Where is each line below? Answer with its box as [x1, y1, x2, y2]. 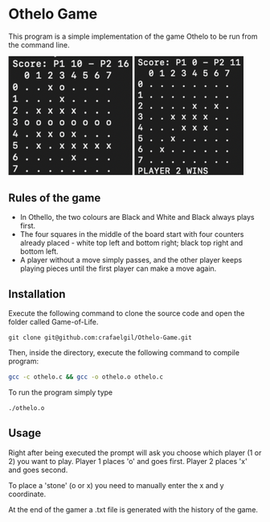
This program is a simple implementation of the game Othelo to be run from [8, 31, 258, 41]
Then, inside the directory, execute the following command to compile [8, 348, 239, 358]
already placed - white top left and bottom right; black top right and [19, 238, 243, 248]
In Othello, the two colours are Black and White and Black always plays [19, 213, 255, 222]
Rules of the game [8, 191, 101, 205]
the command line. [8, 39, 70, 49]
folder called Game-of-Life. [8, 317, 99, 327]
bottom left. [19, 246, 59, 256]
